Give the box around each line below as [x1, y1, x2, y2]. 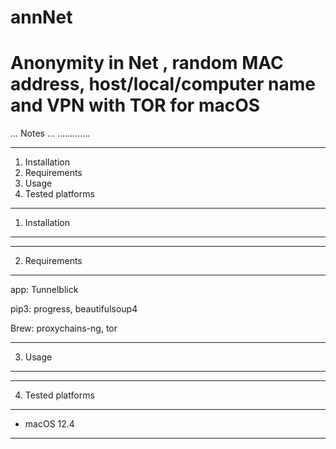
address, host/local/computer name [10, 73, 316, 96]
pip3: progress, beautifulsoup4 [10, 303, 138, 315]
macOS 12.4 [24, 418, 75, 430]
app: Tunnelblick [10, 284, 79, 296]
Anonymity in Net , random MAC [10, 52, 284, 75]
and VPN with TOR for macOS [10, 94, 261, 117]
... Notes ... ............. [10, 127, 91, 140]
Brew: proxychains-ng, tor [10, 322, 118, 335]
